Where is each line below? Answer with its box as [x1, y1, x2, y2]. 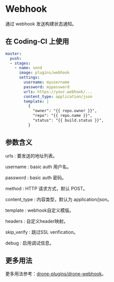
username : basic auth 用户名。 [5, 164, 72, 170]
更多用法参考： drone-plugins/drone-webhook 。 [5, 271, 106, 277]
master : [5, 51, 22, 56]
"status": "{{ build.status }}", [32, 118, 104, 123]
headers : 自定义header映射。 [5, 218, 69, 224]
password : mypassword [24, 84, 70, 90]
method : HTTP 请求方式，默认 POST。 [5, 185, 88, 191]
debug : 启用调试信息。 [5, 239, 55, 246]
